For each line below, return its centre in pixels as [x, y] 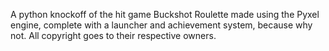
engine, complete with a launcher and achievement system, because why [161, 25]
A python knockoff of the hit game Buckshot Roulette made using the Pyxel [165, 14]
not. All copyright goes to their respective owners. [113, 35]
